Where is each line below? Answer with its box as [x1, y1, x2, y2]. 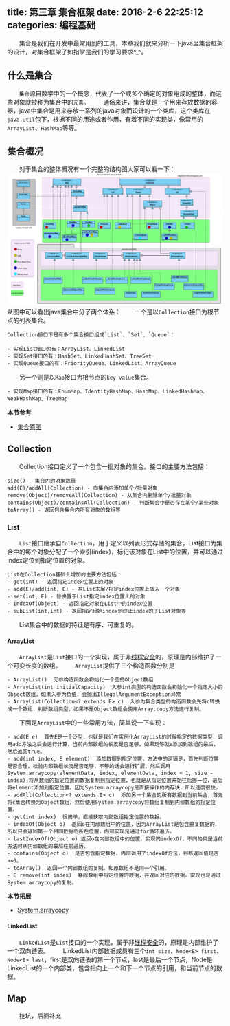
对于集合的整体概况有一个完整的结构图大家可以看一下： [19, 165, 176, 173]
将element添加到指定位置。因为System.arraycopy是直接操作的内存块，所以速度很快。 [7, 785, 221, 792]
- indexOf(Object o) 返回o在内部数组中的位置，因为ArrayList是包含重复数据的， [7, 821, 220, 828]
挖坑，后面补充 [19, 1012, 62, 1020]
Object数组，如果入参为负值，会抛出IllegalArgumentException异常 [7, 691, 182, 698]
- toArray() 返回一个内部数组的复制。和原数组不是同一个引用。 [7, 865, 170, 872]
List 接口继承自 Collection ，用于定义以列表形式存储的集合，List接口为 [19, 539, 217, 547]
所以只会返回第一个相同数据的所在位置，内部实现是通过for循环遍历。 [7, 828, 175, 836]
